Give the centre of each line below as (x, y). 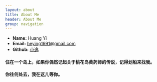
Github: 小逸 (26, 50)
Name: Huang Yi (30, 38)
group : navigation (24, 24)
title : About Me (22, 15)
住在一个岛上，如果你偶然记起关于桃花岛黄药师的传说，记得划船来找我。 (80, 62)
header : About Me (23, 19)
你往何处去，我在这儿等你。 (34, 74)
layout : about (20, 10)
